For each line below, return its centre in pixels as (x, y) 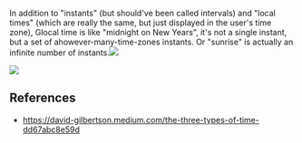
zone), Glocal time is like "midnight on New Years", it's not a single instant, (148, 32)
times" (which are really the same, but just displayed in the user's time (141, 23)
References (43, 98)
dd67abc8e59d (51, 129)
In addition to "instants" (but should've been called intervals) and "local (143, 13)
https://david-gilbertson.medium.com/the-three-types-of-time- (141, 119)
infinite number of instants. (60, 52)
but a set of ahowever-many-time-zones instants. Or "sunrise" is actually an (151, 42)
